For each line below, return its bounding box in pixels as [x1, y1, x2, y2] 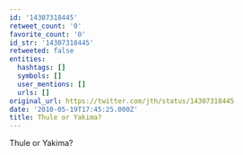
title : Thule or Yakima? [9, 113, 102, 122]
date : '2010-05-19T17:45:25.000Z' [9, 105, 139, 114]
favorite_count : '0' [9, 30, 87, 39]
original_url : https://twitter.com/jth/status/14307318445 [9, 96, 235, 106]
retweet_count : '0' [9, 22, 82, 30]
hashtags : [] [17, 64, 66, 73]
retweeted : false [9, 47, 74, 56]
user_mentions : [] [17, 80, 87, 89]
